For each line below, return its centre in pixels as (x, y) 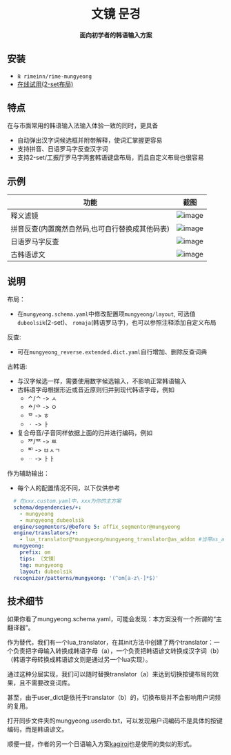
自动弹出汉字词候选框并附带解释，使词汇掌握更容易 (90, 140)
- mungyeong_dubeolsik (52, 520)
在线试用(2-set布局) (45, 84)
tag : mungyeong (41, 565)
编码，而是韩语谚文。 (37, 729)
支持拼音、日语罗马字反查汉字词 (62, 149)
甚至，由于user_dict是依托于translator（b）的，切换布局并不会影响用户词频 (114, 698)
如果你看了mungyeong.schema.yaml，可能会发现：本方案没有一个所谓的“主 (114, 619)
